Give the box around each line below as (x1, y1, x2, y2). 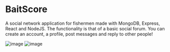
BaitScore (5, 4, 48, 15)
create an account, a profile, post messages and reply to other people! (5, 31, 153, 37)
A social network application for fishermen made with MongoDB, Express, (5, 20, 160, 26)
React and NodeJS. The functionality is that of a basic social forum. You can (5, 25, 165, 31)
